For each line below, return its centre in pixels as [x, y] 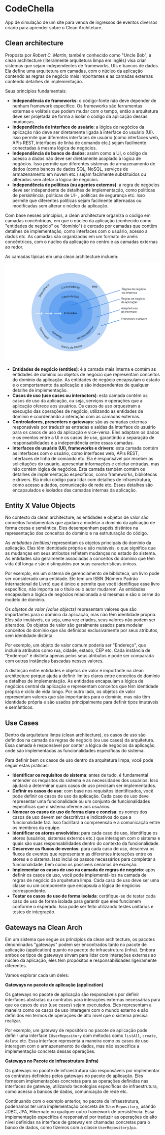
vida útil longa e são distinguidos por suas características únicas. [71, 564]
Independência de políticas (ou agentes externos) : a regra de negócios [86, 185]
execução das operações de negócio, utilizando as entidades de [78, 411]
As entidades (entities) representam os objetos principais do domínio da [78, 543]
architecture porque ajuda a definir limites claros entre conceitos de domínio [82, 676]
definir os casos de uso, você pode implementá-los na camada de [79, 875]
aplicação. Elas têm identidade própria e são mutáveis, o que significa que [81, 548]
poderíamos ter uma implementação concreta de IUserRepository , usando [81, 1106]
